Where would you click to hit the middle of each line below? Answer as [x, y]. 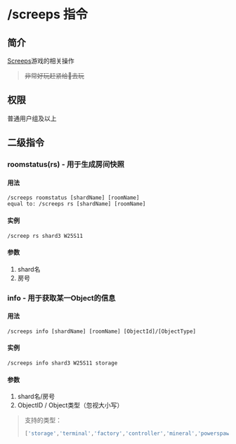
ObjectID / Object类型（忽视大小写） [70, 405]
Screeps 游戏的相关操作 [41, 61]
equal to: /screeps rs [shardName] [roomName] [77, 204]
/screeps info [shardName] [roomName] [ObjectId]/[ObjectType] [102, 331]
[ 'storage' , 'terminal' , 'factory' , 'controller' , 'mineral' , [111, 433]
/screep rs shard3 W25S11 [45, 236]
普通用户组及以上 [32, 118]
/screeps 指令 [48, 14]
